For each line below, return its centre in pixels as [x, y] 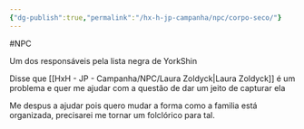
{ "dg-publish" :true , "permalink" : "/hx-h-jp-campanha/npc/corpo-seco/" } [146, 18]
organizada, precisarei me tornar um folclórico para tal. [113, 115]
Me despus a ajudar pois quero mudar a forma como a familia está [133, 106]
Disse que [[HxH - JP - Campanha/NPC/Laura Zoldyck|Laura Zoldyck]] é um [152, 78]
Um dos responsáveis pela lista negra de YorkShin [103, 60]
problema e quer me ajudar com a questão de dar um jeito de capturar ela [147, 88]
